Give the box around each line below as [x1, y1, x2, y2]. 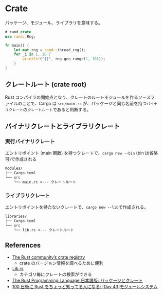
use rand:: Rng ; [5, 34, 36, 39]
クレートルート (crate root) [5, 80, 87, 89]
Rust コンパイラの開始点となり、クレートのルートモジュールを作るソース [5, 94, 151, 100]
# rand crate [5, 29, 32, 34]
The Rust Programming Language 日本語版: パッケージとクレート [12, 277, 143, 283]
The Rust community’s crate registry [12, 254, 85, 260]
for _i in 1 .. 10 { [14, 52, 51, 57]
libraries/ [5, 214, 27, 219]
